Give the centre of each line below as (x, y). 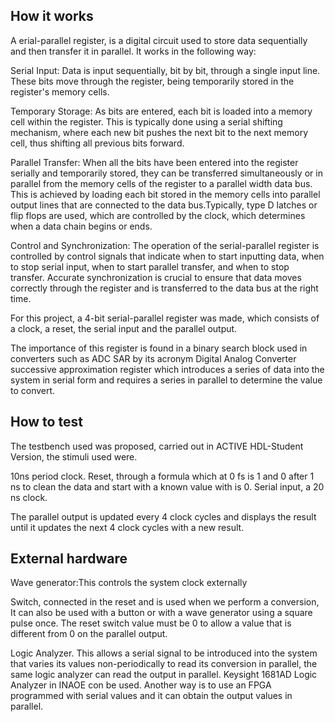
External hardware (69, 559)
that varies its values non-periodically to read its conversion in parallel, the (164, 664)
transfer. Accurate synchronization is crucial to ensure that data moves (156, 277)
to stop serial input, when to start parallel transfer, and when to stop (150, 266)
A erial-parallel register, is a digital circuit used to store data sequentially (159, 40)
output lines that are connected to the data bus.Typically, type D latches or (164, 205)
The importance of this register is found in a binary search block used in (159, 348)
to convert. (33, 390)
